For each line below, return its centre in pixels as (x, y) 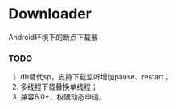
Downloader (50, 14)
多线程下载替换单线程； (59, 87)
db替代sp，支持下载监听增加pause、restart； (95, 77)
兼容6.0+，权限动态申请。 (63, 97)
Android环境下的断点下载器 (53, 37)
